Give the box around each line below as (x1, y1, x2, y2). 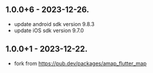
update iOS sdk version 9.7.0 (14, 27, 84, 34)
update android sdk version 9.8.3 (14, 20, 95, 27)
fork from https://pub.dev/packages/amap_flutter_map (14, 59, 147, 67)
